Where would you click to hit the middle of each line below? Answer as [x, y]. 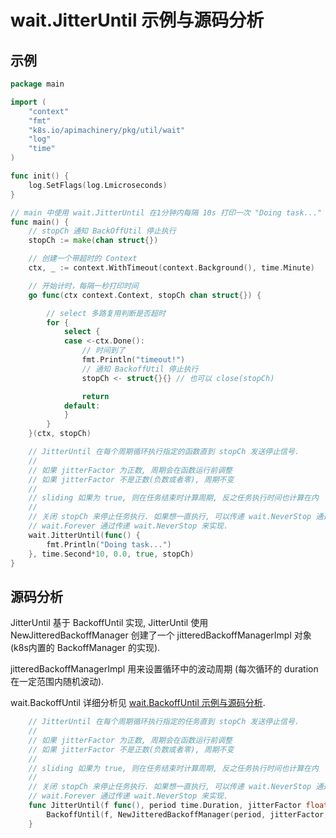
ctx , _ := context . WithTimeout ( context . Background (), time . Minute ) [171, 268]
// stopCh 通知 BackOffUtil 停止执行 [102, 231]
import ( [28, 102]
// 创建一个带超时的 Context [83, 259]
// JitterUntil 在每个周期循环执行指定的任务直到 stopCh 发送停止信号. [164, 722]
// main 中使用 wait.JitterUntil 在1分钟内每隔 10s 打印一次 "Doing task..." [166, 212]
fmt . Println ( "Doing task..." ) [109, 544]
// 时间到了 [103, 351]
